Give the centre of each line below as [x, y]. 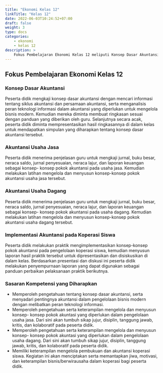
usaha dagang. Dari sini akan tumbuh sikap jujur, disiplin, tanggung [79, 341]
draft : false [18, 23]
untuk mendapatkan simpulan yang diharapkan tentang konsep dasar [74, 130]
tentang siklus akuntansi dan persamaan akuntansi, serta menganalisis [76, 104]
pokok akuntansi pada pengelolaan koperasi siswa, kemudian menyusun [77, 250]
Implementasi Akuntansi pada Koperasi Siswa [60, 235]
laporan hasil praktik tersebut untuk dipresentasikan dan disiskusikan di [76, 256]
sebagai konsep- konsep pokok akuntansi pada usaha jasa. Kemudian [75, 168]
